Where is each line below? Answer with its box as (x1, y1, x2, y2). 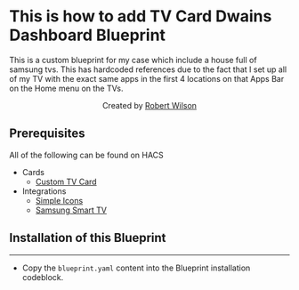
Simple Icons (35, 195, 84, 205)
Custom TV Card (35, 176, 97, 187)
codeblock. (21, 271, 64, 282)
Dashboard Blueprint (9, 25, 166, 45)
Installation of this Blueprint (9, 230, 166, 246)
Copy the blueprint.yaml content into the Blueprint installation (21, 262, 251, 273)
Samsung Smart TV (35, 205, 107, 215)
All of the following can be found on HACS (9, 149, 165, 160)
